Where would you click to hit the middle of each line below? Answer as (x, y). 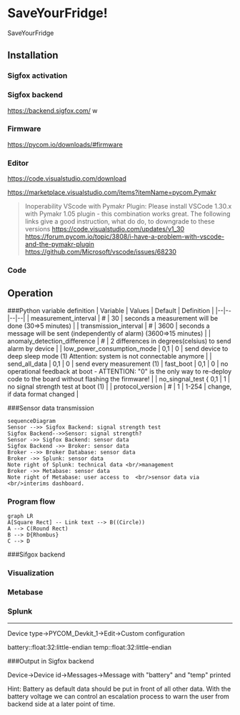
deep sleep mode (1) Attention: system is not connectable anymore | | (110, 356)
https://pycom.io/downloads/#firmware (65, 144)
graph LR (20, 516)
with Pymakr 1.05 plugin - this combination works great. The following (127, 214)
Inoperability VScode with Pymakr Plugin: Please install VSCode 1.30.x (128, 206)
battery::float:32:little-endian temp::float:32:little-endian (90, 647)
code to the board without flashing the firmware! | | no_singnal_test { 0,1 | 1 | (119, 379)
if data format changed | (43, 394)
